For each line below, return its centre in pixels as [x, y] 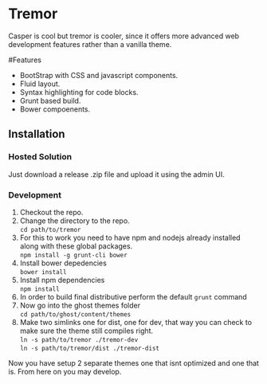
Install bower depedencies [63, 263]
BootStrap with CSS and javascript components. [99, 75]
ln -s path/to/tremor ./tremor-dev [79, 339]
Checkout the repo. [51, 212]
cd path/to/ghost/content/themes [75, 314]
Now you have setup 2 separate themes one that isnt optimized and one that [133, 362]
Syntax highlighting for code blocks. [79, 92]
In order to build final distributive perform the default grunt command [133, 296]
